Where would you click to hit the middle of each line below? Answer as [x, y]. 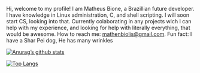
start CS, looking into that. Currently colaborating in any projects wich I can [99, 21]
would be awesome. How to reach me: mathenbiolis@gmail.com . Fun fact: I [99, 34]
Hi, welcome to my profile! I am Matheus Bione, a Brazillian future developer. [100, 9]
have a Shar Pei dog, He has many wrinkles [60, 40]
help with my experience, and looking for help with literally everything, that [98, 28]
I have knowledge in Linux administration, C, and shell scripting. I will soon [98, 15]
